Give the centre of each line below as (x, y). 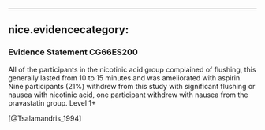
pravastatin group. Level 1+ (52, 102)
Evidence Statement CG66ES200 (73, 52)
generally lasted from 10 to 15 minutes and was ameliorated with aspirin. (125, 78)
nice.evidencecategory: (69, 30)
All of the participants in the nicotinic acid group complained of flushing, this (132, 69)
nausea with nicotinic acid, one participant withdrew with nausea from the (128, 95)
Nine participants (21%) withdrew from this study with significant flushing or (132, 86)
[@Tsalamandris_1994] (45, 118)
